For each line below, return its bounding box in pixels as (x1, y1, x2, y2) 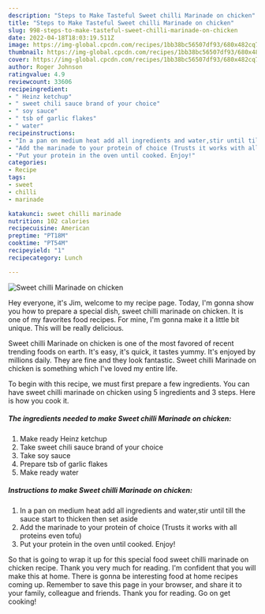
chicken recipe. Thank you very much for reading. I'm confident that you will (8, 563, 256, 572)
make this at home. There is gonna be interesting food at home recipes (8, 571, 238, 581)
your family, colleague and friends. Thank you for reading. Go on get (8, 588, 231, 597)
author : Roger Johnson (8, 63, 83, 71)
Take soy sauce (19, 450, 71, 460)
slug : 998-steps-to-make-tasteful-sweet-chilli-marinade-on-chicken (8, 26, 238, 34)
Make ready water (19, 468, 79, 477)
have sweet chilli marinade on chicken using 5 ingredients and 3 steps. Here (8, 387, 256, 396)
